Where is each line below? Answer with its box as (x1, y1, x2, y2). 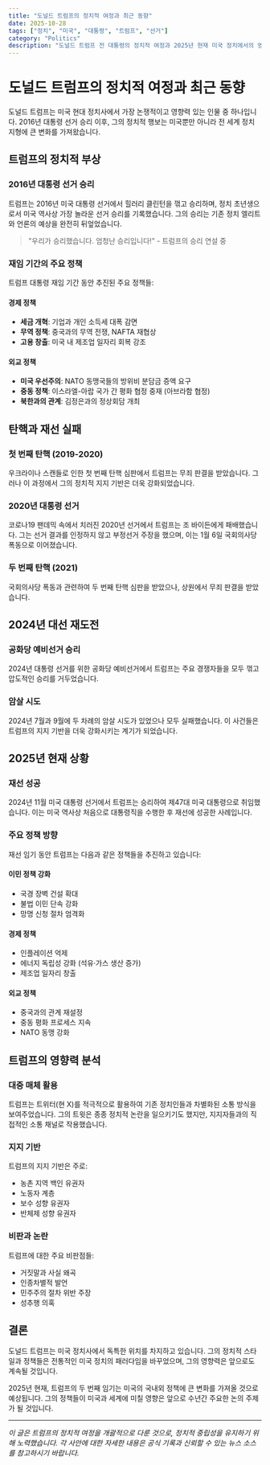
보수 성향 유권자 (19, 1199, 70, 1209)
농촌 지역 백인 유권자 (19, 1179, 85, 1188)
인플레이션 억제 (19, 948, 68, 958)
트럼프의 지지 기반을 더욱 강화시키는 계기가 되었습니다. (8, 725, 178, 736)
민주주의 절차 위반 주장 (19, 1287, 92, 1297)
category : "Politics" (8, 34, 81, 43)
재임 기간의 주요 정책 (8, 258, 83, 269)
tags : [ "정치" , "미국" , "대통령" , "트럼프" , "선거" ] (8, 27, 169, 35)
